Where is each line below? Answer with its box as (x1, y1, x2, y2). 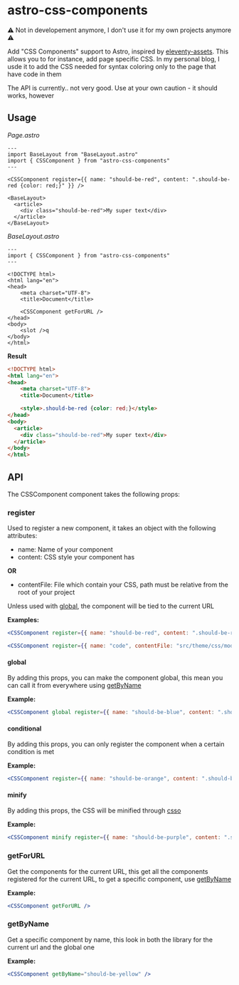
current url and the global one (7, 943, 95, 952)
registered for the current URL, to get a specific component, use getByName (7, 875, 232, 883)
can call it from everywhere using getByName (7, 681, 142, 690)
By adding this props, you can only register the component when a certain (7, 740, 225, 748)
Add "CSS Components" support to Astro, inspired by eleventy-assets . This (7, 47, 229, 56)
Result (7, 351, 27, 360)
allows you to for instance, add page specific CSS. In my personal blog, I (7, 54, 221, 63)
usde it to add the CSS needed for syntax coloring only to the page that (7, 62, 216, 71)
